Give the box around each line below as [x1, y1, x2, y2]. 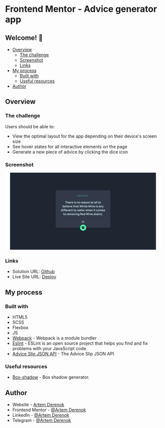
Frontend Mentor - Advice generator [5, 3, 157, 15]
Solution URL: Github [12, 269, 55, 275]
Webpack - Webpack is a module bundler [12, 335, 97, 341]
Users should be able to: [5, 123, 55, 129]
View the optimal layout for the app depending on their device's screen [12, 133, 157, 139]
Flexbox [12, 324, 29, 330]
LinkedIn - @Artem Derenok [12, 412, 70, 418]
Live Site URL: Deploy [12, 274, 57, 280]
